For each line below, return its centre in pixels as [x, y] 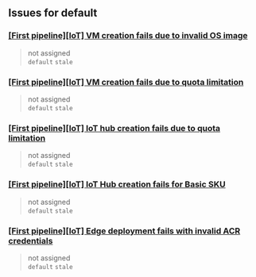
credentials [31, 240]
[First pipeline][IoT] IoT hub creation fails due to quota [114, 128]
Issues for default [53, 13]
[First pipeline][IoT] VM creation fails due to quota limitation [126, 82]
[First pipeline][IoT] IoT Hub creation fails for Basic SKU [117, 184]
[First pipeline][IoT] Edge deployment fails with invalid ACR [124, 231]
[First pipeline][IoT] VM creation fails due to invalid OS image [128, 36]
